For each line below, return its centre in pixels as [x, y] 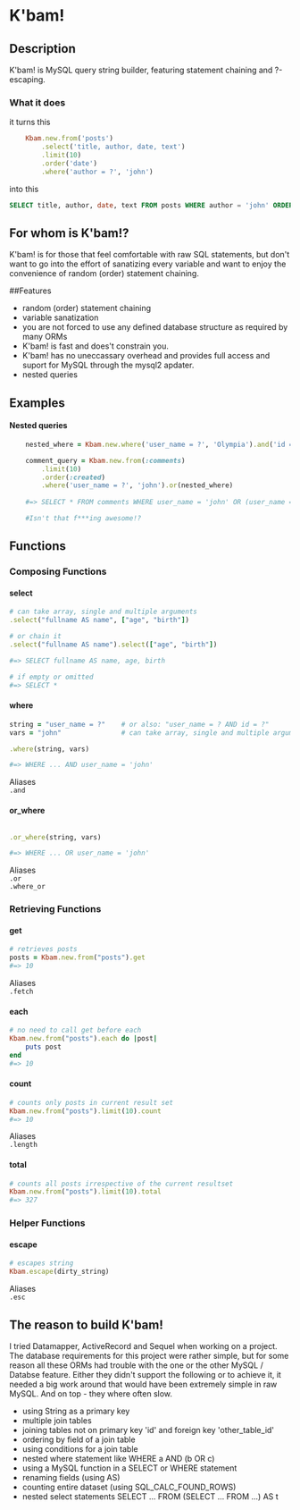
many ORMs [45, 337]
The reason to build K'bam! [86, 1324]
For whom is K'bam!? [69, 233]
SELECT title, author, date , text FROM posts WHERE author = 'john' [139, 205]
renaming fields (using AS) [71, 1477]
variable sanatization [60, 317]
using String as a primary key [76, 1411]
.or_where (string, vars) [55, 837]
